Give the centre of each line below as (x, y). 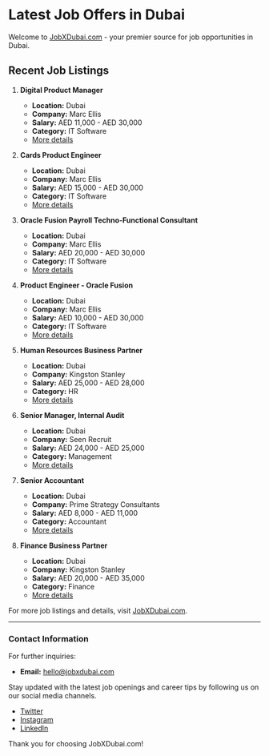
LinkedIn (34, 728)
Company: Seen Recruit (72, 439)
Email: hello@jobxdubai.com (67, 672)
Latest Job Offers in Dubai (97, 15)
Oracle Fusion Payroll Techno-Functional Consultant (109, 220)
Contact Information (49, 638)
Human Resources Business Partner (81, 350)
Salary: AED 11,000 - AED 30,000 (87, 123)
